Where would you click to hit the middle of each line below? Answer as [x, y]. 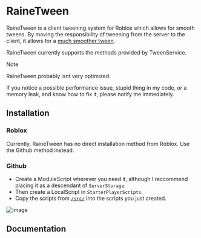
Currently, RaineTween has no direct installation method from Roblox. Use [98, 144]
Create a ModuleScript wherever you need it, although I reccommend [101, 179]
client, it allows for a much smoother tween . [61, 41]
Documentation [36, 229]
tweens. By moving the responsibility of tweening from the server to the [96, 34]
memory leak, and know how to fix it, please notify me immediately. [90, 94]
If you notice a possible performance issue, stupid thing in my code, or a [97, 88]
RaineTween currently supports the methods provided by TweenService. [96, 52]
